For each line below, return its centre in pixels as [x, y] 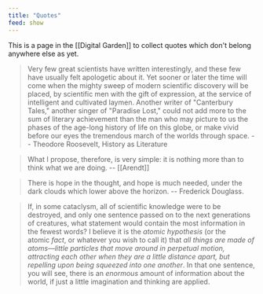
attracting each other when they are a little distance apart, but [128, 256]
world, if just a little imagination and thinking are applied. [119, 281]
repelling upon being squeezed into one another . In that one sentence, [141, 265]
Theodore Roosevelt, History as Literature [100, 144]
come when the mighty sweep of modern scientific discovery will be [138, 85]
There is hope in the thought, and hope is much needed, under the [135, 182]
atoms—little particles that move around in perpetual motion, [126, 248]
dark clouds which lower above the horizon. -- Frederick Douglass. [136, 191]
